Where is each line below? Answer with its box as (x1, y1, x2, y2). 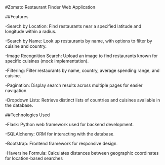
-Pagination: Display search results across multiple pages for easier (5, 82, 143, 88)
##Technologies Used (5, 112, 50, 118)
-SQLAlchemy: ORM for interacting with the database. (5, 131, 115, 137)
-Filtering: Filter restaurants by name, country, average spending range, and (5, 67, 160, 73)
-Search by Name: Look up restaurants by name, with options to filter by (5, 38, 152, 44)
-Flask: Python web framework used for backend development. (5, 122, 134, 127)
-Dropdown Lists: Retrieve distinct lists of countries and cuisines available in (5, 97, 161, 103)
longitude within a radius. (5, 29, 57, 34)
